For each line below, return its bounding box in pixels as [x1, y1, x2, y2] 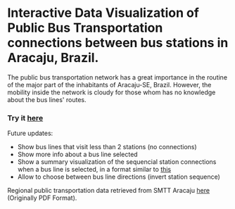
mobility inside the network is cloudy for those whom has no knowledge [7, 88, 216, 96]
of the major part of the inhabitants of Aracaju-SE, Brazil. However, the [7, 80, 212, 89]
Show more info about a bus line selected [17, 150, 139, 159]
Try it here [7, 113, 44, 122]
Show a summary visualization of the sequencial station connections [17, 158, 217, 166]
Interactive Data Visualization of [7, 5, 199, 21]
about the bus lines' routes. [7, 95, 87, 103]
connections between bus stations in [7, 35, 229, 51]
